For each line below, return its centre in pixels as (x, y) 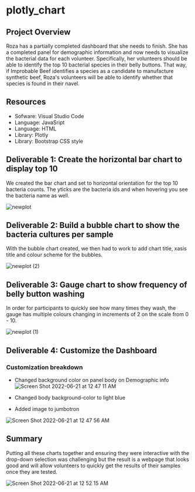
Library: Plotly (31, 135)
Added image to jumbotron (47, 409)
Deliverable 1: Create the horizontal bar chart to (94, 160)
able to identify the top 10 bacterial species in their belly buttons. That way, (97, 65)
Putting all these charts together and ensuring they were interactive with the (97, 453)
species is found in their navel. (43, 83)
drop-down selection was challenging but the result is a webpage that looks (97, 459)
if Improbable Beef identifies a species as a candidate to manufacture (90, 71)
